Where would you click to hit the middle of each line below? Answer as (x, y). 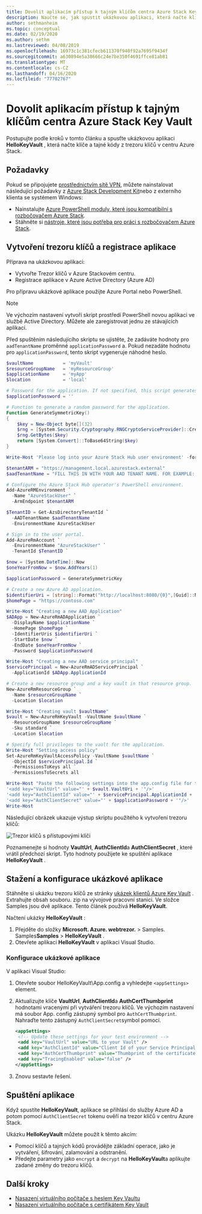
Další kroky (28, 1184)
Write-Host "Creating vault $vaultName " (58, 712)
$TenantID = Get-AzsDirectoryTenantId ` (58, 513)
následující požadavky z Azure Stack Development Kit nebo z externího (94, 191)
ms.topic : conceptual (33, 29)
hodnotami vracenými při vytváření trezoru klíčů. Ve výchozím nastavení (104, 1007)
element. (26, 989)
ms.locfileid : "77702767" (38, 79)
